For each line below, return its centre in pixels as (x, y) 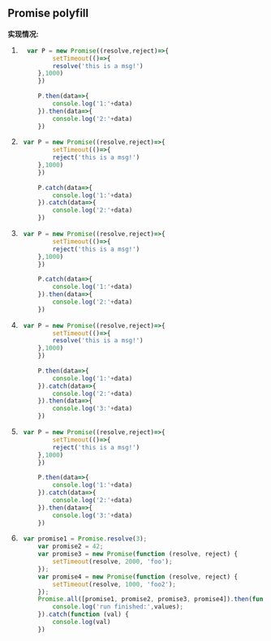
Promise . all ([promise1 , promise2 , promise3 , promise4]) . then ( (145, 600)
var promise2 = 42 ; (71, 547)
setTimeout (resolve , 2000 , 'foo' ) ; (112, 562)
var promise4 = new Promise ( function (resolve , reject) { (138, 576)
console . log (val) (82, 622)
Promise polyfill (48, 13)
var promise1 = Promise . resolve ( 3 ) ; (85, 539)
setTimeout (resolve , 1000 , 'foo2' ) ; (114, 584)
